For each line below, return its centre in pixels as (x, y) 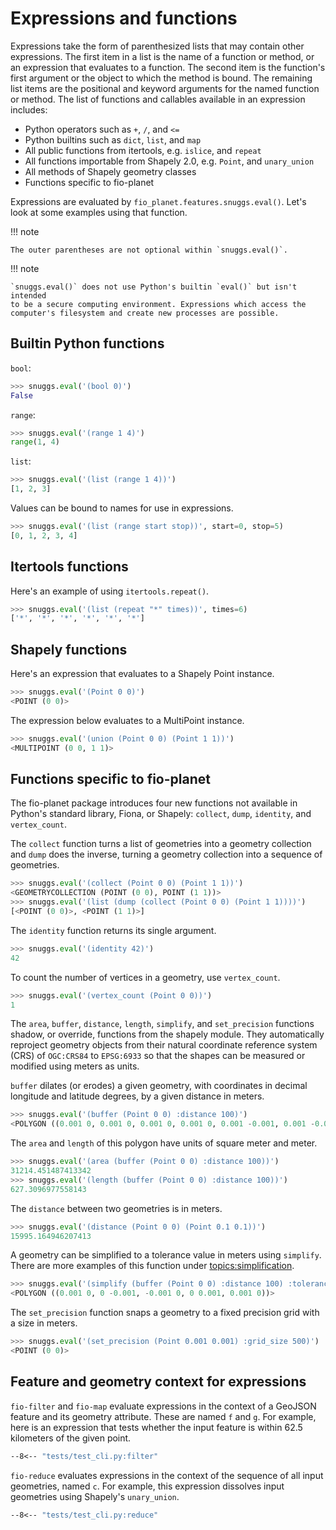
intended (28, 295)
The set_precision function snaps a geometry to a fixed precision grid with (165, 1313)
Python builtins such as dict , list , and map (113, 139)
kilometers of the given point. (71, 1438)
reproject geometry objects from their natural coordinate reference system (164, 1045)
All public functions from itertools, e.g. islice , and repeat (143, 150)
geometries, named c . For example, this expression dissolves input (147, 1486)
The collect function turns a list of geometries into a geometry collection (161, 844)
